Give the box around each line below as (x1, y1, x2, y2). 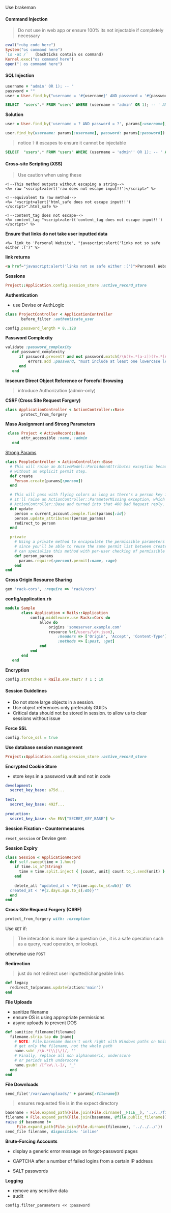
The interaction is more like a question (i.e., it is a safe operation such (17, 936, 164, 942)
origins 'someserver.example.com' (48, 624, 122, 630)
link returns (5, 254, 31, 260)
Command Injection (5, 16, 48, 22)
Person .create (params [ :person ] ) (14, 478, 83, 483)
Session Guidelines (5, 688, 47, 694)
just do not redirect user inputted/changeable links (17, 970, 124, 976)
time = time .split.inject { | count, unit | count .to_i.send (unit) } (18, 869, 165, 874)
